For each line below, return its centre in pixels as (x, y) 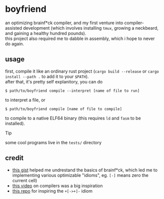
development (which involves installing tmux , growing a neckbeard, (91, 28)
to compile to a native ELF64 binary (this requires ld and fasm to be (73, 118)
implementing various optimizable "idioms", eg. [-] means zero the (80, 175)
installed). (15, 123)
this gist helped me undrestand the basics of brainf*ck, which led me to (85, 170)
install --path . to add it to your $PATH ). (47, 76)
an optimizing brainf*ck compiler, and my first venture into (64, 23)
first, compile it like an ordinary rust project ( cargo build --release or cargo (82, 71)
